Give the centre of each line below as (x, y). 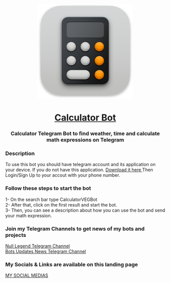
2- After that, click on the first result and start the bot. (61, 205)
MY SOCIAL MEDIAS (27, 275)
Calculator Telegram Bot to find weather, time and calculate (85, 134)
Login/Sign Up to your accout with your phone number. (63, 175)
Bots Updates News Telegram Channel (46, 251)
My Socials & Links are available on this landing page (72, 264)
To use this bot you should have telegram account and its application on (80, 165)
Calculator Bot (85, 118)
